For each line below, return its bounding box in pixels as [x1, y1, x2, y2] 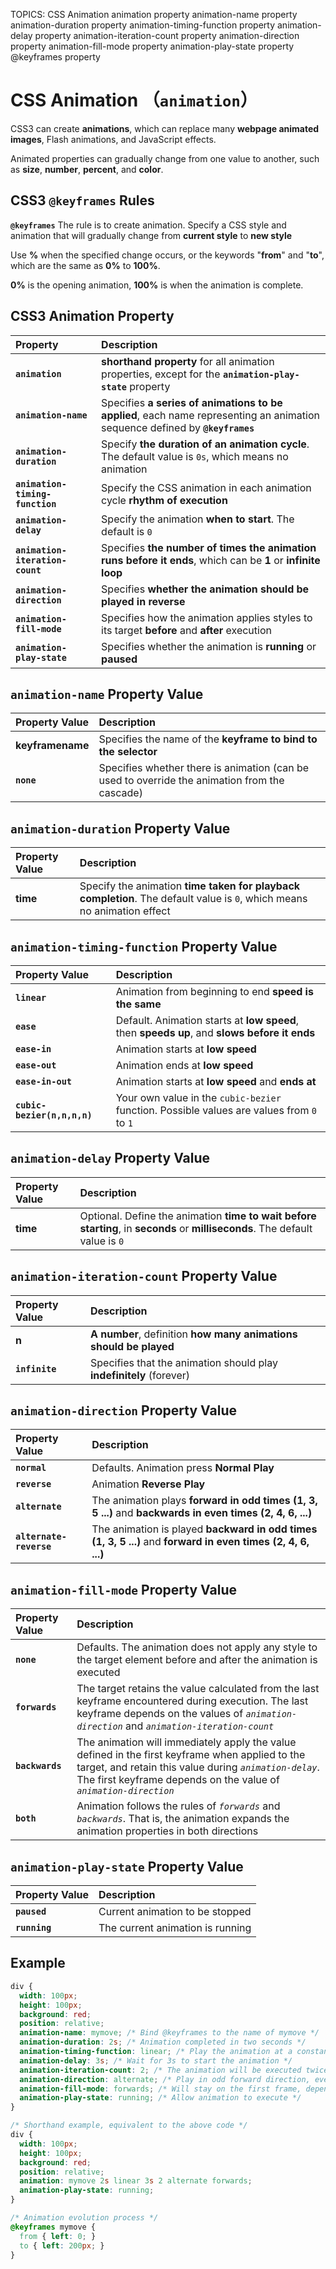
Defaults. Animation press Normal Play [91, 1461, 275, 1475]
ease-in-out [15, 1076, 73, 1087]
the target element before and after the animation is [76, 1653, 318, 1667]
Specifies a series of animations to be [101, 395, 283, 409]
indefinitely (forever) [90, 1368, 191, 1382]
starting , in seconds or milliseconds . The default [79, 1221, 313, 1235]
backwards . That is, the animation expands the [76, 1812, 290, 1826]
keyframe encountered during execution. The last [76, 1694, 309, 1708]
